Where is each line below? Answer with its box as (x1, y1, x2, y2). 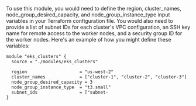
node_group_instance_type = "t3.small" (11, 84, 111, 90)
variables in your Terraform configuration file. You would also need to (6, 18, 174, 24)
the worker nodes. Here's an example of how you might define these (6, 36, 171, 43)
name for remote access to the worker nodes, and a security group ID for (6, 30, 183, 37)
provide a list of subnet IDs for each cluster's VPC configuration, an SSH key (6, 23, 191, 30)
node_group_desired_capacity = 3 (11, 79, 93, 85)
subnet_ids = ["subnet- (11, 90, 109, 95)
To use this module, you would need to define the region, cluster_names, (6, 5, 181, 12)
